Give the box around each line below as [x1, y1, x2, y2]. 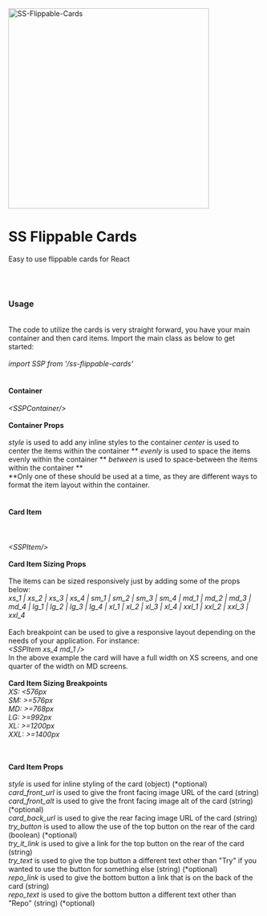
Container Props [8, 421, 64, 430]
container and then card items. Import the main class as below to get [8, 333, 235, 343]
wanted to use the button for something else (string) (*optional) [8, 864, 218, 874]
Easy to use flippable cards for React [8, 254, 131, 264]
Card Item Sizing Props [8, 559, 87, 568]
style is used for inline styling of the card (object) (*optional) [8, 779, 208, 789]
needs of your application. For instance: [8, 636, 140, 645]
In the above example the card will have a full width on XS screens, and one [8, 652, 258, 662]
